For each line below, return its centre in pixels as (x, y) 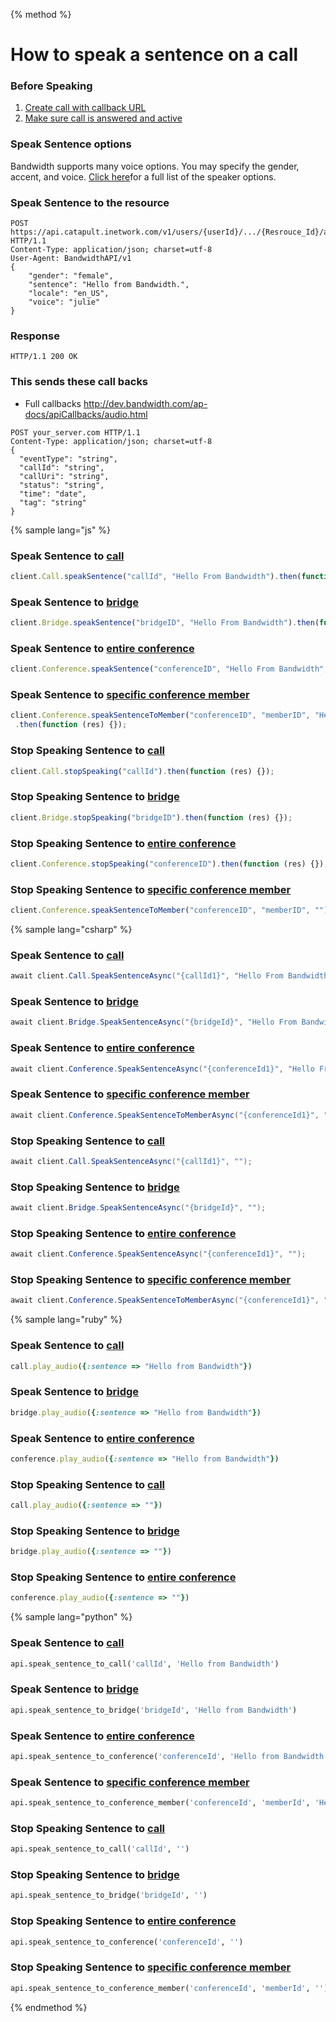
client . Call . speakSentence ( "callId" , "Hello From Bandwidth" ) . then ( (156, 576)
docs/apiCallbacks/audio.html (86, 414)
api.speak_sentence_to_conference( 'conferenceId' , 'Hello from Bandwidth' (169, 1756)
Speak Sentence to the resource (90, 202)
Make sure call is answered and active (103, 118)
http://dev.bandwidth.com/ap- (145, 403)
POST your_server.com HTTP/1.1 (75, 432)
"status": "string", (62, 485)
